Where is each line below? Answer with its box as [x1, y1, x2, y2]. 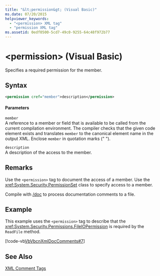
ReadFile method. [5, 229, 40, 235]
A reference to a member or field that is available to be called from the [5, 120, 146, 126]
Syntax [5, 81, 27, 90]
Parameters [5, 105, 29, 111]
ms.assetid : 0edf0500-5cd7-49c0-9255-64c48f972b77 [5, 30, 110, 35]
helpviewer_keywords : [5, 16, 49, 21]
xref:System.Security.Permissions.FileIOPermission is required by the [5, 224, 144, 230]
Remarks [5, 163, 33, 172]
